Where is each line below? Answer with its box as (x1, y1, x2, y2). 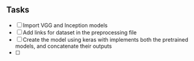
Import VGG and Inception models (22, 21, 108, 29)
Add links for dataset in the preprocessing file (22, 28, 137, 36)
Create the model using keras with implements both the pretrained (22, 36, 189, 43)
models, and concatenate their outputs (15, 42, 112, 50)
